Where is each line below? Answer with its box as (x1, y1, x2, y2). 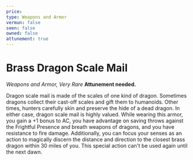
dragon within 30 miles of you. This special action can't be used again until (6, 142, 188, 149)
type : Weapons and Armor (6, 14, 67, 20)
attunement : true (6, 36, 49, 42)
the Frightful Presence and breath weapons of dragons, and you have (6, 123, 175, 130)
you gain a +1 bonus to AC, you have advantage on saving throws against (6, 117, 184, 124)
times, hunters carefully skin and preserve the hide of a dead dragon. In (6, 104, 180, 112)
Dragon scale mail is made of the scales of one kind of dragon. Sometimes (6, 92, 187, 99)
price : (6, 8, 22, 15)
